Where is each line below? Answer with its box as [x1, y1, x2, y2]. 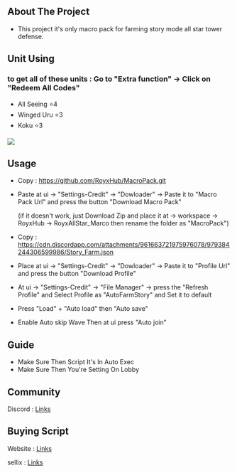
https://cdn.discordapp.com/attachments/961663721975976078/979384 [17, 240, 230, 249]
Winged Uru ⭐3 [17, 110, 63, 119]
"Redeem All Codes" [7, 83, 80, 93]
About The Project [7, 6, 90, 18]
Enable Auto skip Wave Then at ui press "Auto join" [17, 318, 167, 326]
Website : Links [7, 444, 52, 452]
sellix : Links [7, 458, 43, 467]
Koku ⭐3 [17, 121, 43, 129]
